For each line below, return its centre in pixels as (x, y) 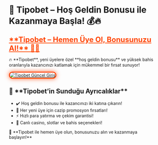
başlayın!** (21, 137)
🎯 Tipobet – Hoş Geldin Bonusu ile (78, 10)
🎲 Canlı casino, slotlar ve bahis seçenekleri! (59, 122)
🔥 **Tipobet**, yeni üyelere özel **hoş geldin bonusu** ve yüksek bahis (81, 59)
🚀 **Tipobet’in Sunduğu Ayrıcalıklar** (68, 91)
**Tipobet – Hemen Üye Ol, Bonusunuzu (80, 39)
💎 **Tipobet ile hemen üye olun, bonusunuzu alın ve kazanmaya (73, 132)
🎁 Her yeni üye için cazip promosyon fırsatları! (62, 110)
